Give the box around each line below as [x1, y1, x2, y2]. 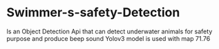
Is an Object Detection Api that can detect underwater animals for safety [6, 27, 213, 35]
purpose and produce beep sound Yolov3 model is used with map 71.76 [6, 34, 211, 42]
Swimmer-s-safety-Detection [6, 5, 180, 20]
